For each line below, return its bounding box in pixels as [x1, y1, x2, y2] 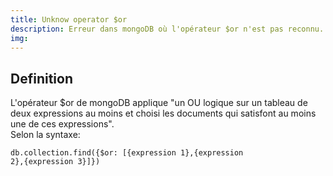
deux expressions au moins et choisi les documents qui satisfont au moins [10, 107, 317, 120]
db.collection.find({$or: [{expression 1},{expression [10, 148, 244, 158]
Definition [10, 70, 73, 87]
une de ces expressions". [10, 118, 115, 130]
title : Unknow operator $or [10, 14, 128, 25]
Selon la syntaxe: [10, 129, 81, 141]
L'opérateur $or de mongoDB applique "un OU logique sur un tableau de [10, 97, 308, 109]
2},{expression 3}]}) [10, 157, 101, 167]
